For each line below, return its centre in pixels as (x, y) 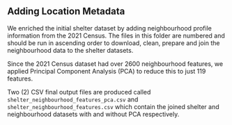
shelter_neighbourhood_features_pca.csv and (73, 99)
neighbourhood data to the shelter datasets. (70, 50)
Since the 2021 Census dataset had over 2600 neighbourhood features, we (115, 64)
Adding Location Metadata (66, 11)
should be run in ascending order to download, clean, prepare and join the (114, 43)
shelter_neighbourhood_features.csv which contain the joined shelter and (113, 106)
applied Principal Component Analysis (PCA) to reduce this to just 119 (107, 71)
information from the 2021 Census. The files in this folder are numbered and (116, 35)
